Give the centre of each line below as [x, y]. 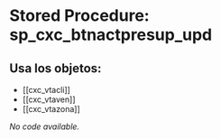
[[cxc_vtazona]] [51, 109]
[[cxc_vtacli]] [46, 90]
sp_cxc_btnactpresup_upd [111, 35]
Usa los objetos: [55, 68]
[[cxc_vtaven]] [49, 99]
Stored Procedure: [80, 16]
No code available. [44, 126]
